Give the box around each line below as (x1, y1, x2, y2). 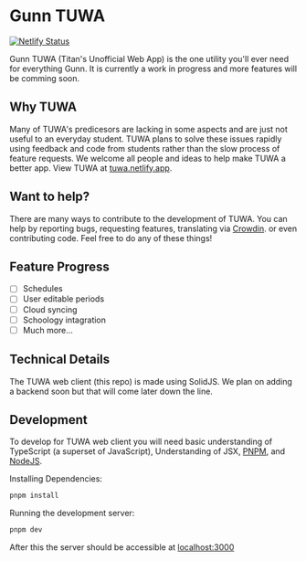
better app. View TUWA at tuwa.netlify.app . (9, 162, 173, 174)
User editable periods (22, 293, 105, 304)
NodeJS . (9, 456, 43, 467)
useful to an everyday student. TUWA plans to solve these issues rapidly (9, 133, 282, 144)
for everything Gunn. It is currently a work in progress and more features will (9, 63, 298, 74)
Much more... (22, 324, 73, 335)
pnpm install (9, 491, 59, 501)
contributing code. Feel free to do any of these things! (9, 232, 213, 243)
